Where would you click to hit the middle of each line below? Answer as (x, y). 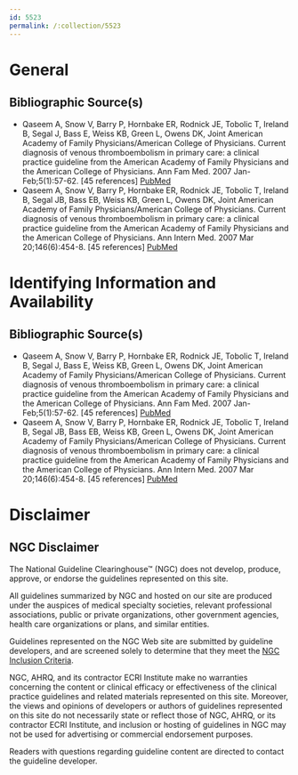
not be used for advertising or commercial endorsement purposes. (131, 734)
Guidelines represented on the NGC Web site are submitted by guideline (141, 641)
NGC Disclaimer (54, 548)
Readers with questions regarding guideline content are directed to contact (147, 751)
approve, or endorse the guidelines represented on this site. (119, 578)
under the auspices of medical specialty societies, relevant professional (141, 605)
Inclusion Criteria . (41, 660)
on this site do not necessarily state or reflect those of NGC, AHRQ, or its (142, 715)
